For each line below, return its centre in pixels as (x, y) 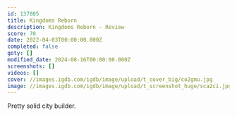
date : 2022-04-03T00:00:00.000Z (55, 40)
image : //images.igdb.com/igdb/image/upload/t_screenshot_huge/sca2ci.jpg (120, 86)
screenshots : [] (31, 66)
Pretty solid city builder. (42, 106)
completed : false (33, 47)
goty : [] (20, 54)
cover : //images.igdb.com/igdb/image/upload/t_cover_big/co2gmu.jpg (110, 79)
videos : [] (23, 73)
